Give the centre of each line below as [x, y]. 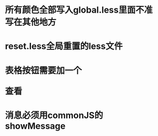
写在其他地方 [31, 22]
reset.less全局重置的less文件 [64, 46]
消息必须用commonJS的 [54, 115]
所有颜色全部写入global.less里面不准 [79, 10]
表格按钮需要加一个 [44, 70]
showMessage [35, 126]
